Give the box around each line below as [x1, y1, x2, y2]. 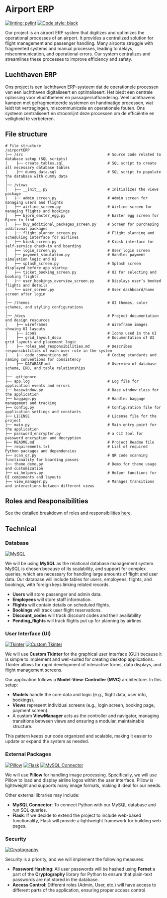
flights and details [5, 283, 48, 288]
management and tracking [5, 400, 57, 406]
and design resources [5, 317, 50, 322]
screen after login [5, 292, 46, 297]
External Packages [5, 751, 51, 758]
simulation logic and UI [5, 257, 57, 262]
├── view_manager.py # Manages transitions [5, 479, 155, 484]
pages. [12, 823, 27, 829]
